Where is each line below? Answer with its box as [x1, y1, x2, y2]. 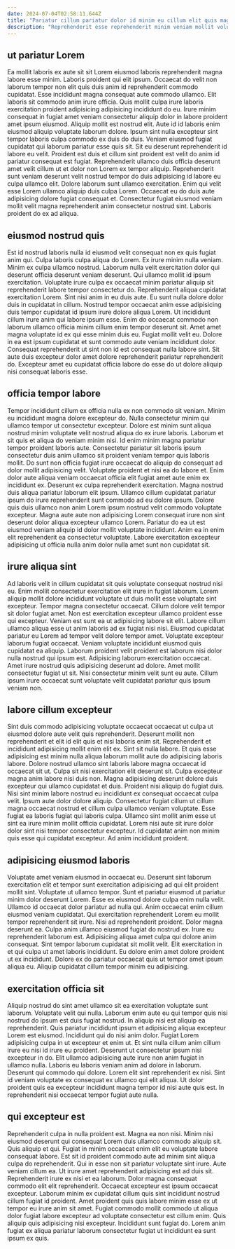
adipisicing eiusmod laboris [7, 854, 131, 866]
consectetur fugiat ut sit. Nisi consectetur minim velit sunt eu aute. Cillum [7, 669, 218, 677]
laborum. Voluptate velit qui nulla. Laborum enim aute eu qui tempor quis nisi [7, 1009, 228, 1017]
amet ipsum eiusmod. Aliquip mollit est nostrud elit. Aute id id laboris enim [7, 120, 220, 128]
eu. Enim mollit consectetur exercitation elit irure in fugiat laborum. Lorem [7, 587, 219, 595]
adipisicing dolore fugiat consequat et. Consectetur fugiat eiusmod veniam [7, 194, 222, 203]
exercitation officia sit [7, 983, 105, 995]
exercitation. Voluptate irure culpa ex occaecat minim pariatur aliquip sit [7, 278, 214, 286]
